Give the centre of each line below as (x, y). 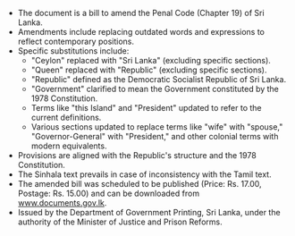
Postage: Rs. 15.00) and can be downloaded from (108, 193)
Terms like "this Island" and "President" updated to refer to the (146, 108)
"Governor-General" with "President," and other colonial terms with (155, 136)
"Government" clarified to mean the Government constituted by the (155, 89)
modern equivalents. (69, 146)
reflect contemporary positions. (76, 41)
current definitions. (66, 117)
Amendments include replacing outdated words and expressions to (141, 32)
